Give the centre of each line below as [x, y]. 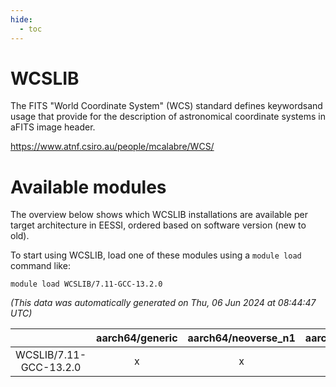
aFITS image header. [53, 127]
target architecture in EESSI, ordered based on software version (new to [158, 225]
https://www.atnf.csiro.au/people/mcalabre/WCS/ [112, 147]
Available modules [88, 187]
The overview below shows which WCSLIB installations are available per [159, 215]
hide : [21, 19]
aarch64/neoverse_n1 [241, 338]
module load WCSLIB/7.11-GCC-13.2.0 [86, 284]
